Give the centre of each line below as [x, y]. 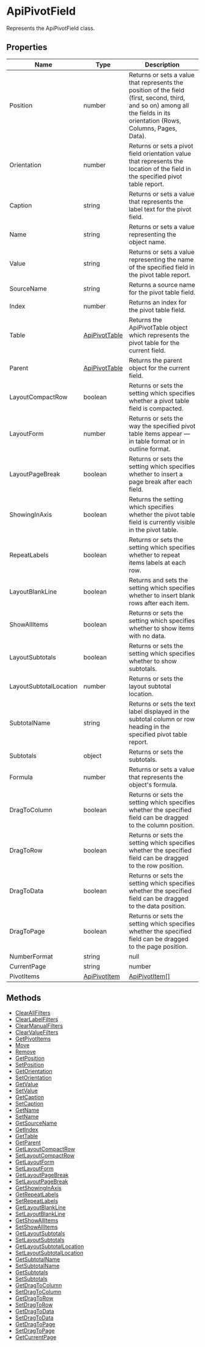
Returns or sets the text [162, 703]
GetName [27, 1110]
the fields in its [150, 113]
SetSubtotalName [37, 1266]
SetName [27, 1116]
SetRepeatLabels [37, 1200]
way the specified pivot [162, 426]
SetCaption [29, 1103]
